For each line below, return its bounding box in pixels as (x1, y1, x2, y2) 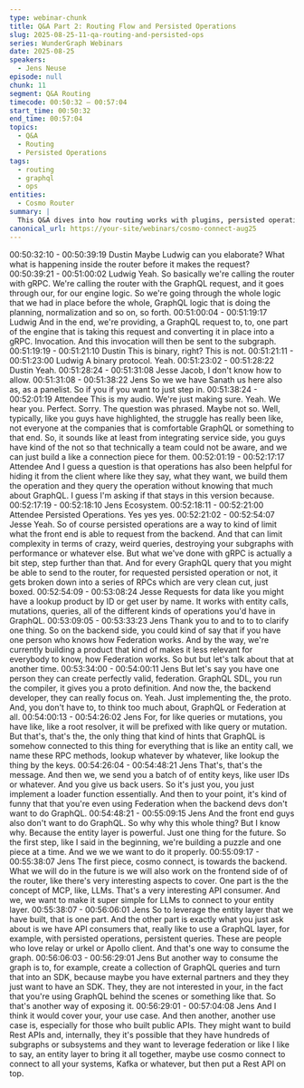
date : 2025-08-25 (9, 47, 75, 56)
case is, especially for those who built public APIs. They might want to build (9, 1019, 291, 1030)
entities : (9, 190, 47, 199)
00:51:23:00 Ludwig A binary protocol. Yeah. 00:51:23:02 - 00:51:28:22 (9, 355, 274, 365)
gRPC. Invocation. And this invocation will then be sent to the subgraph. (9, 335, 277, 346)
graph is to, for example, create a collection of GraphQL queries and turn (9, 962, 280, 973)
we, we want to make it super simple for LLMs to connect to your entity (9, 894, 274, 905)
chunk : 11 (9, 81, 47, 90)
